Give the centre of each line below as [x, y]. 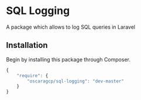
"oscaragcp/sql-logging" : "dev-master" [76, 81]
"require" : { [32, 75]
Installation [27, 45]
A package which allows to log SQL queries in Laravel [71, 27]
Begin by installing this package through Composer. [68, 59]
